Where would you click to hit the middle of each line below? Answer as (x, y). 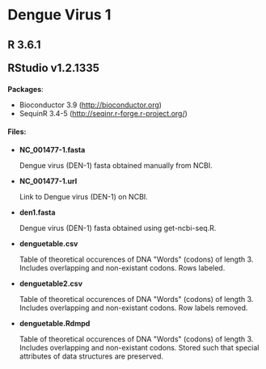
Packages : (25, 89)
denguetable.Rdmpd (55, 323)
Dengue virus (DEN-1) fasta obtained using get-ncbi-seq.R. (118, 228)
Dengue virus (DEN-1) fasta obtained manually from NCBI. (116, 165)
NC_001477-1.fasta (52, 149)
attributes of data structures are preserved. (91, 356)
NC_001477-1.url (48, 181)
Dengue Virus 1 (59, 15)
